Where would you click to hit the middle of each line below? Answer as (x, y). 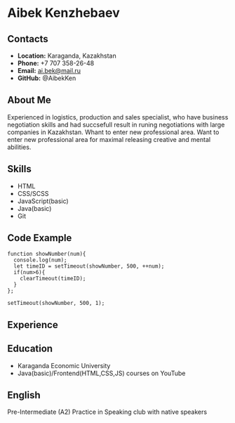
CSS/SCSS (33, 193)
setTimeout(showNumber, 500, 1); (56, 304)
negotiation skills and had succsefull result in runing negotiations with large (116, 124)
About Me (29, 100)
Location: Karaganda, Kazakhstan (67, 56)
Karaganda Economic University (64, 365)
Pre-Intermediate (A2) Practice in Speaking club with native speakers (107, 412)
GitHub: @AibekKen (47, 78)
